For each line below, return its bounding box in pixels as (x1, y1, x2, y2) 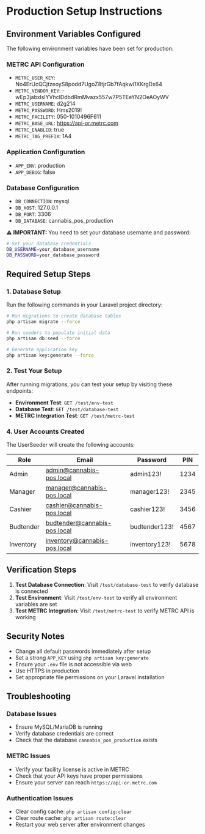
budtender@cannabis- (45, 519, 112, 527)
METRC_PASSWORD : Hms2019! (15, 106, 82, 114)
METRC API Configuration (6, 60, 85, 69)
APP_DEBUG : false (15, 168, 56, 176)
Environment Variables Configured (6, 29, 142, 39)
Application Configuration (6, 148, 85, 157)
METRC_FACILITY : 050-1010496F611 (15, 113, 102, 121)
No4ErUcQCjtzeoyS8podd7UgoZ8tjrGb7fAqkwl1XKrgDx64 (15, 81, 163, 88)
